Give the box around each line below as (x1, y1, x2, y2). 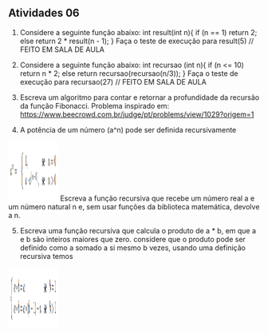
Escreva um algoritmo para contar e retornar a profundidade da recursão (19, 92, 260, 102)
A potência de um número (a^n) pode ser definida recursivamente (19, 125, 237, 134)
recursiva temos (19, 251, 73, 260)
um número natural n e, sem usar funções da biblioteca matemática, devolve (8, 201, 260, 211)
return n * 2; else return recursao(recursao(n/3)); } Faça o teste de (19, 68, 238, 78)
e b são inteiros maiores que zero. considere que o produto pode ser (19, 234, 246, 244)
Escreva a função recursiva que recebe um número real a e (59, 193, 255, 203)
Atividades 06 (8, 6, 80, 20)
